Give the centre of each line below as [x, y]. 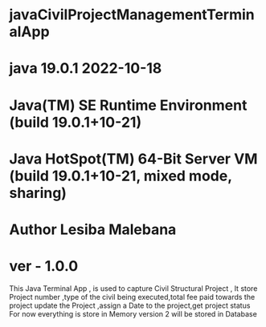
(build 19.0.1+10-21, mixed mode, [121, 176]
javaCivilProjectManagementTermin [132, 15]
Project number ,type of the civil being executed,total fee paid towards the [132, 297]
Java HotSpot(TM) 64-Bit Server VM [133, 159]
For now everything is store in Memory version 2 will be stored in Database [133, 313]
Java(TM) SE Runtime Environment [128, 105]
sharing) [38, 193]
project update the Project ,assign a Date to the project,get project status [130, 305]
